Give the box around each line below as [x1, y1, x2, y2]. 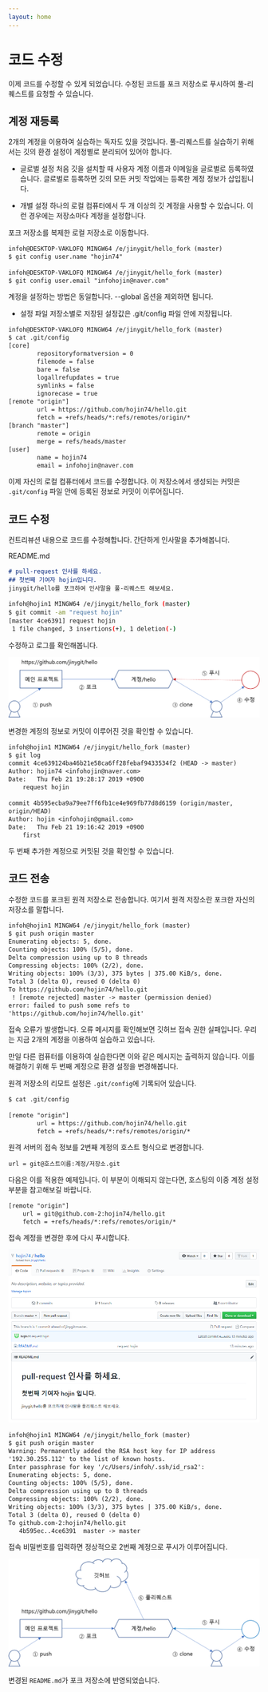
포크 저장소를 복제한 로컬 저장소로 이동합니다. [8, 228, 149, 237]
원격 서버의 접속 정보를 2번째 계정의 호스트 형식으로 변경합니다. [8, 1142, 204, 1152]
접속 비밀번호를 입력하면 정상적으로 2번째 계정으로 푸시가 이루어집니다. [8, 1543, 228, 1552]
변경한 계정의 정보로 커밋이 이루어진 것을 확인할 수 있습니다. [8, 726, 194, 735]
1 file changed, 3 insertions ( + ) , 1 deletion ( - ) [11, 625, 177, 633]
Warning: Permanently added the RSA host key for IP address [8, 1447, 216, 1455]
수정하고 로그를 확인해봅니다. [8, 640, 98, 651]
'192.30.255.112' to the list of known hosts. [8, 1455, 166, 1463]
